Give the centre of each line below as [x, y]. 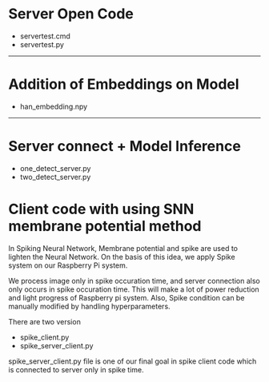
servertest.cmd [45, 36]
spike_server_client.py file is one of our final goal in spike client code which [132, 361]
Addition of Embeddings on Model [124, 84]
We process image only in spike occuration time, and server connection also [134, 281]
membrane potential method [105, 226]
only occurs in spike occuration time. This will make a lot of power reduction [134, 289]
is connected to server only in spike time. [76, 369]
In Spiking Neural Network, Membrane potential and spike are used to [123, 248]
